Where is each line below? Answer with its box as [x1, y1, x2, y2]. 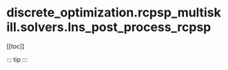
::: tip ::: [6, 55, 28, 63]
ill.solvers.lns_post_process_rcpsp [6, 19, 211, 35]
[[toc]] [6, 42, 25, 50]
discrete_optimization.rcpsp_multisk [6, 5, 221, 21]
